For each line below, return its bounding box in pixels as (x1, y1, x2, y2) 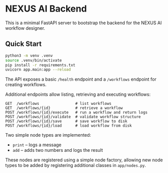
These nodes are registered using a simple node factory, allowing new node (5, 157, 163, 163)
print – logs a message (12, 142, 62, 148)
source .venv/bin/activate (5, 57, 62, 63)
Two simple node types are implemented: (5, 132, 91, 138)
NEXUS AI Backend (5, 3, 87, 15)
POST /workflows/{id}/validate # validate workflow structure (5, 114, 141, 120)
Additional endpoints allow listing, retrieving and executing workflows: (5, 91, 151, 97)
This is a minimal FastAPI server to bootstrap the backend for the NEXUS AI (5, 20, 162, 26)
